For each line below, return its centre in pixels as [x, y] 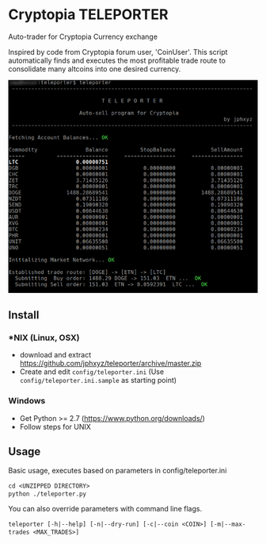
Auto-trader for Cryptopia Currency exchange [83, 37]
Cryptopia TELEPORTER [88, 15]
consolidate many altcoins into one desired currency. [95, 68]
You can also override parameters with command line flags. [105, 509]
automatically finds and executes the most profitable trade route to [117, 60]
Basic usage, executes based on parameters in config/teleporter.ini [118, 471]
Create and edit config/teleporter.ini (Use [92, 372]
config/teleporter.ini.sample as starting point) [98, 380]
